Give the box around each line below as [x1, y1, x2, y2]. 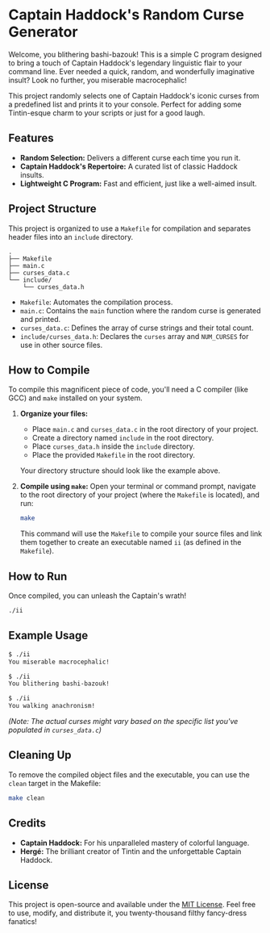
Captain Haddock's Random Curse [8, 6, 244, 24]
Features [8, 132, 54, 145]
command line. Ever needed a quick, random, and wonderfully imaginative [8, 66, 255, 76]
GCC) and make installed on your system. [8, 393, 143, 403]
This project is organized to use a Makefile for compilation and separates [8, 224, 251, 233]
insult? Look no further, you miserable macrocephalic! [8, 75, 187, 85]
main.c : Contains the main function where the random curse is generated [19, 305, 261, 316]
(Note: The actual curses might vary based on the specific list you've [8, 717, 239, 726]
